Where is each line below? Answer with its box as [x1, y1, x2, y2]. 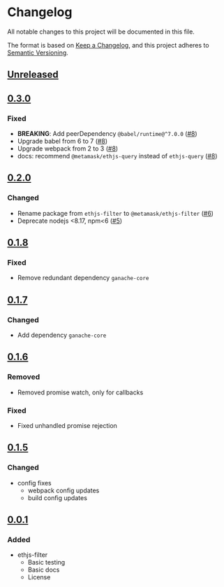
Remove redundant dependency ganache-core [17, 274, 149, 282]
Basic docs [27, 565, 60, 574]
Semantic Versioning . [7, 48, 68, 57]
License [27, 573, 51, 581]
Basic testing [27, 558, 66, 567]
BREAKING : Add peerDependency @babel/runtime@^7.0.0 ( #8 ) [17, 130, 197, 138]
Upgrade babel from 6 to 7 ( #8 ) [17, 137, 108, 146]
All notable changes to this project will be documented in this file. [7, 27, 195, 36]
